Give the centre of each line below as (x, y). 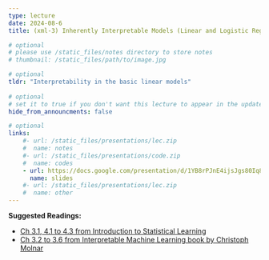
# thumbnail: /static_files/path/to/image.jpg (87, 60)
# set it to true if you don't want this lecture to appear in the (123, 104)
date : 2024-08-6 (35, 23)
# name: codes (48, 163)
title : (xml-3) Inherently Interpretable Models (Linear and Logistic (128, 30)
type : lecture (32, 16)
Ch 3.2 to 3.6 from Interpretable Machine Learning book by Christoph (134, 240)
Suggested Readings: (45, 216)
